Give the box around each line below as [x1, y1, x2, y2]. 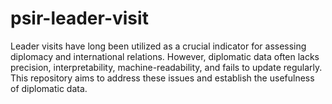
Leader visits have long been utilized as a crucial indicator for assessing [10, 40, 307, 52]
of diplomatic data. [10, 82, 88, 94]
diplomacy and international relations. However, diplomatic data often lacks [10, 50, 320, 62]
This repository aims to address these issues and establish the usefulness [10, 72, 315, 84]
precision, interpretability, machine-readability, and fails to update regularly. [10, 61, 323, 73]
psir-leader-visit [10, 7, 149, 30]
